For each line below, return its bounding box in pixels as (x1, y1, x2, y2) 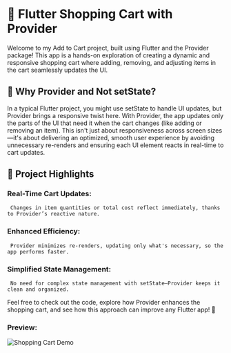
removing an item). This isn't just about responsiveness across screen (7, 126, 206, 134)
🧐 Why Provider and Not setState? (7, 86, 157, 97)
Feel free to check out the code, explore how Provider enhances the (7, 298, 201, 307)
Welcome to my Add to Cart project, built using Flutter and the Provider (7, 44, 209, 52)
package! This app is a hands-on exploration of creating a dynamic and (7, 51, 210, 59)
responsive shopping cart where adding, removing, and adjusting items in (7, 58, 216, 66)
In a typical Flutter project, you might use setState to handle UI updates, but (7, 104, 222, 113)
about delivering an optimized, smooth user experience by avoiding (23, 133, 215, 142)
